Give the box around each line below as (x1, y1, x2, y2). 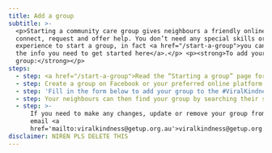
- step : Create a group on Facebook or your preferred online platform (15, 79, 263, 87)
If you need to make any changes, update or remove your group (29, 110, 249, 118)
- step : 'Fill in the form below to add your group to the (15, 87, 219, 96)
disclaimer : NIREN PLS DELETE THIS (8, 132, 129, 140)
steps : (8, 65, 31, 73)
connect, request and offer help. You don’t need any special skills (15, 34, 255, 43)
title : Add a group (8, 11, 74, 20)
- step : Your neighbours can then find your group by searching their (15, 95, 259, 103)
